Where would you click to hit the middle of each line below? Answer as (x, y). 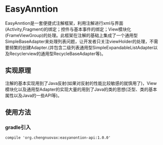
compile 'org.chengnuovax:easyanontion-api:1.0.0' (58, 138)
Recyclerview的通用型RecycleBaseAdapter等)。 (57, 53)
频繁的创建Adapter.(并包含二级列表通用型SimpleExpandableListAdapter (81, 47)
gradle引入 (18, 127)
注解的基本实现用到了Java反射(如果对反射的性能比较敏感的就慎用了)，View (81, 83)
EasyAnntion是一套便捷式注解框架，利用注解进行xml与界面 (64, 23)
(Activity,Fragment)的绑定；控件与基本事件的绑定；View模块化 (68, 29)
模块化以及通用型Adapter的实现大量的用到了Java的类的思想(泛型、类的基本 (81, 89)
